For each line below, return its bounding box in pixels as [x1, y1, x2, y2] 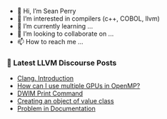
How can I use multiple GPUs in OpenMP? [16, 82, 141, 90]
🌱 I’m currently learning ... [16, 22, 93, 30]
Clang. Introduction [16, 74, 74, 83]
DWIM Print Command [16, 89, 83, 98]
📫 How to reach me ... [16, 38, 83, 46]
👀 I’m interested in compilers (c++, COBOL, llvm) [16, 14, 160, 23]
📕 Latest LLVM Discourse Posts [6, 58, 117, 68]
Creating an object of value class [16, 97, 115, 105]
